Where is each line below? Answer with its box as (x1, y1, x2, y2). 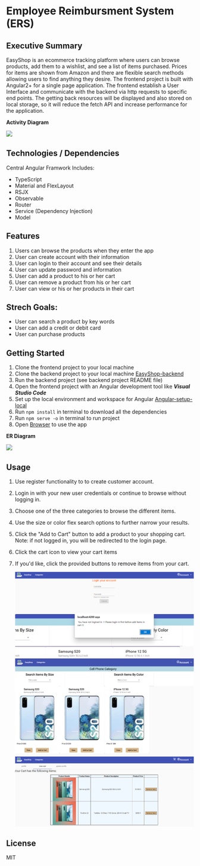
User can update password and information (14, 266, 122, 273)
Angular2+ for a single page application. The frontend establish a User (6, 82, 179, 89)
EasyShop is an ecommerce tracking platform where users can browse (6, 57, 180, 63)
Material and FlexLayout (14, 182, 74, 189)
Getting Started (6, 348, 65, 358)
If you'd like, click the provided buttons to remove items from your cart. (14, 560, 189, 568)
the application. (6, 107, 45, 114)
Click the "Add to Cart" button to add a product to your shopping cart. (14, 531, 186, 538)
